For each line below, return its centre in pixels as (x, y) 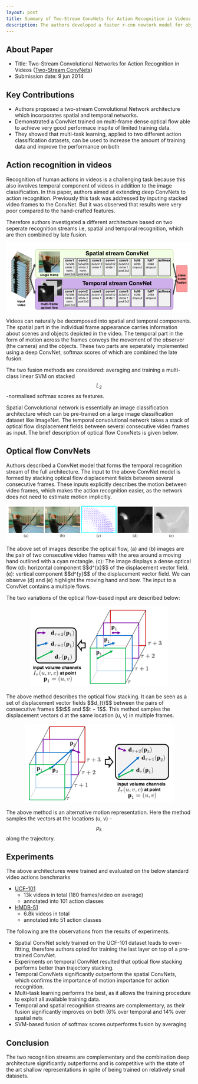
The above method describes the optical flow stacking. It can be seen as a (97, 697)
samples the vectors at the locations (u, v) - (59, 818)
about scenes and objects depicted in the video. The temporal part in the (95, 334)
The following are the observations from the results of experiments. (88, 931)
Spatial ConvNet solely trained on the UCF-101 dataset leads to (91, 943)
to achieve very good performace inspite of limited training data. (93, 128)
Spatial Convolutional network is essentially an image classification (88, 408)
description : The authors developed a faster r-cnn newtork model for (95, 25)
